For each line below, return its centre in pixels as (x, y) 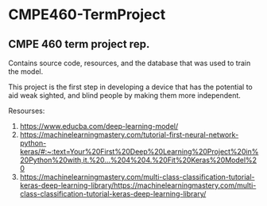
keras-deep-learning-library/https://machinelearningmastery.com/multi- (138, 185)
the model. (26, 72)
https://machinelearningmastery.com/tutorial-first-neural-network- (129, 134)
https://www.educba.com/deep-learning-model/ (99, 126)
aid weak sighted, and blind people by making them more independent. (124, 95)
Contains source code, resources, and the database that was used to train (130, 63)
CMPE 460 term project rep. (79, 44)
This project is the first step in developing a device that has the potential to (130, 87)
